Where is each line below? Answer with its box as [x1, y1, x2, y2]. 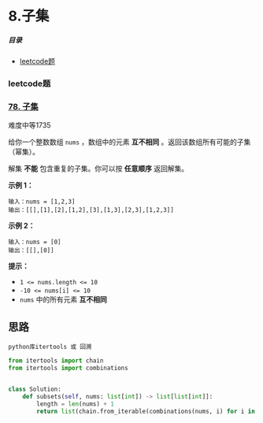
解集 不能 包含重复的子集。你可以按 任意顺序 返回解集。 [8, 164, 189, 173]
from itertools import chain [8, 357, 104, 365]
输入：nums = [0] [8, 238, 61, 247]
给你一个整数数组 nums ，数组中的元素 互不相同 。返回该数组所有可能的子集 [8, 137, 251, 147]
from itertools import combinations [8, 364, 128, 373]
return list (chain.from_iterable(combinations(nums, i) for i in [36, 407, 256, 415]
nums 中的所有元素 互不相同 [19, 295, 108, 304]
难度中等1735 [8, 121, 51, 130]
